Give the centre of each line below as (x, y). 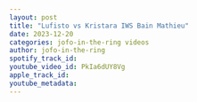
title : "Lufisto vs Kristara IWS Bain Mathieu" (99, 26)
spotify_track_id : (43, 59)
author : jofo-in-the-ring (57, 51)
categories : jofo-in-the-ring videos (79, 42)
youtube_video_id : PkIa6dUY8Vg (67, 67)
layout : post (33, 17)
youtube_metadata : (43, 83)
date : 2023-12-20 (41, 34)
